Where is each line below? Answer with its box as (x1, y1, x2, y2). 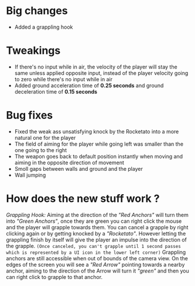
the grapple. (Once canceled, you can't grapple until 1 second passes (6, 242, 182, 249)
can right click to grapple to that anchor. (6, 273, 103, 280)
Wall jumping (14, 171, 46, 178)
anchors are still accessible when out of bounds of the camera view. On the (6, 254, 189, 261)
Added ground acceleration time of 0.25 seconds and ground (14, 82, 164, 89)
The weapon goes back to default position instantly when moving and (14, 153, 183, 160)
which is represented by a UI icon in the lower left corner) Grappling (6, 249, 186, 256)
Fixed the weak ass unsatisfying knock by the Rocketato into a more (14, 128, 179, 135)
